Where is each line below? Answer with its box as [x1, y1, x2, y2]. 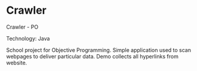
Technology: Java [6, 35, 50, 42]
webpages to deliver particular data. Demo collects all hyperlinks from [6, 53, 179, 60]
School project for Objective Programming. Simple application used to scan [6, 46, 191, 54]
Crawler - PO [6, 23, 39, 30]
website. [6, 59, 27, 66]
